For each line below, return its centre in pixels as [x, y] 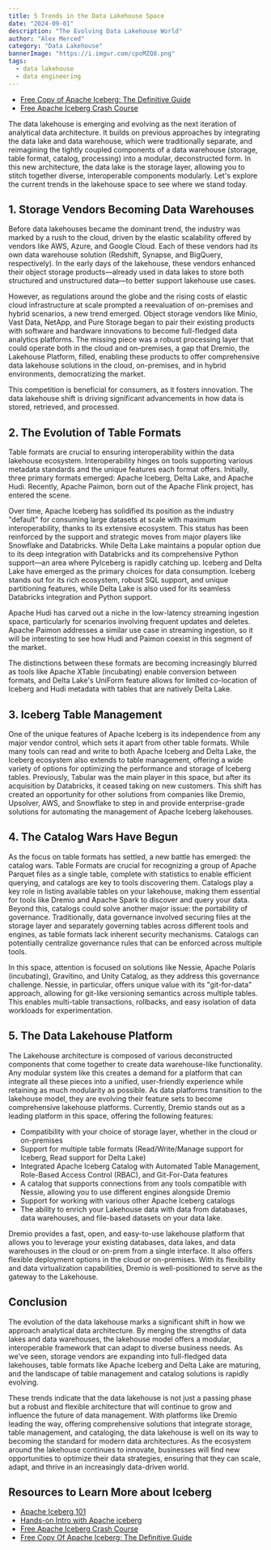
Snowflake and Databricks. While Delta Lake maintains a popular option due [135, 545]
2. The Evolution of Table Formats [95, 432]
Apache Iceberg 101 [53, 1512]
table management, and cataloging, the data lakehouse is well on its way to [133, 1432]
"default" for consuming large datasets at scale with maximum [112, 519]
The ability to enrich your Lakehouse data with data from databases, [134, 1209]
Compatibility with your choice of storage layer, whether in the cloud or [138, 1131]
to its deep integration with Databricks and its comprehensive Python [123, 554]
